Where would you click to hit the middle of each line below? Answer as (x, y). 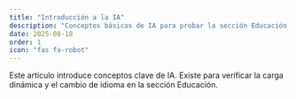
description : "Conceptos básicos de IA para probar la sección (129, 26)
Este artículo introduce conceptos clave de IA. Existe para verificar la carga (146, 75)
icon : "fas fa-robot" (49, 50)
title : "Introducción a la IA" (67, 17)
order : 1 (25, 42)
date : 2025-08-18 (41, 34)
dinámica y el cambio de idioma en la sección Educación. (114, 85)
